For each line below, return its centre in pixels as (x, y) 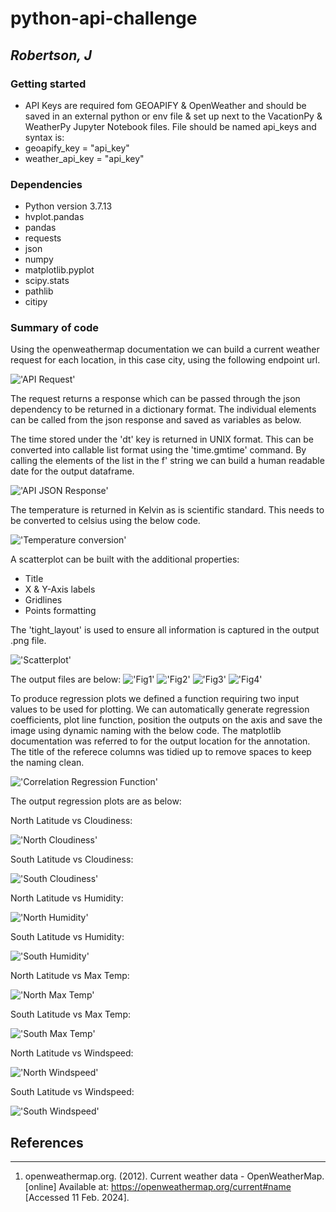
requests (43, 238)
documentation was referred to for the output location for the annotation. (160, 741)
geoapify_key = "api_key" (77, 148)
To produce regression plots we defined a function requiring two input (155, 699)
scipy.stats (47, 281)
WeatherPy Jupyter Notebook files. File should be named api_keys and (170, 126)
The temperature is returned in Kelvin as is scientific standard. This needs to (167, 510)
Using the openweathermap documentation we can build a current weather (165, 349)
